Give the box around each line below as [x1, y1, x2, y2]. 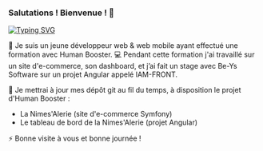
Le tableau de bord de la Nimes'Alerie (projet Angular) [19, 117, 198, 127]
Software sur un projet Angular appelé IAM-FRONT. [8, 70, 178, 79]
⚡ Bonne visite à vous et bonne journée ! [8, 133, 141, 143]
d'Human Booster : [8, 93, 70, 103]
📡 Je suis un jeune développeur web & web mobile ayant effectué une [8, 41, 238, 50]
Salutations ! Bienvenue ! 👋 [8, 7, 114, 18]
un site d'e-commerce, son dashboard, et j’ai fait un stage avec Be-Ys [8, 62, 237, 71]
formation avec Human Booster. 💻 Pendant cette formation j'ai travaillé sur [8, 50, 255, 59]
